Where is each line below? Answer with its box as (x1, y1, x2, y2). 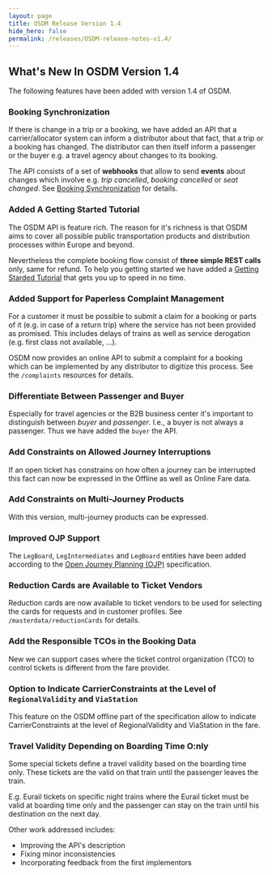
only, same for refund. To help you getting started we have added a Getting (8, 264, 259, 274)
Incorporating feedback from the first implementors (19, 858, 192, 868)
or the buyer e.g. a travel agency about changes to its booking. (8, 151, 219, 161)
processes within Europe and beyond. (8, 239, 135, 249)
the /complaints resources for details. (8, 370, 134, 380)
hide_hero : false (8, 27, 67, 35)
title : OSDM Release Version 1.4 (8, 19, 121, 28)
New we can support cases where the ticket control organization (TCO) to (8, 654, 255, 664)
